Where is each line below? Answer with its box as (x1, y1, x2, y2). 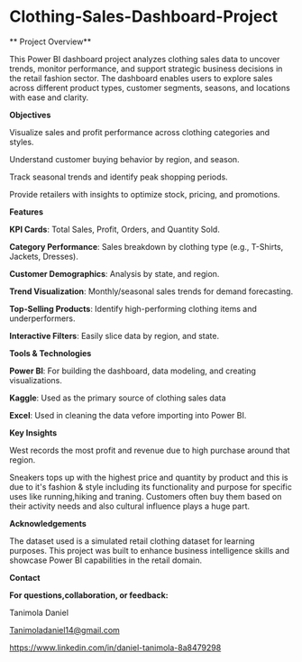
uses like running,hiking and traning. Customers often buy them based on (9, 491, 282, 501)
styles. (9, 136, 34, 147)
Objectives (9, 109, 51, 120)
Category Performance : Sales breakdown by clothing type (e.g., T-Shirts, (9, 241, 284, 252)
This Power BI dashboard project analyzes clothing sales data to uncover (9, 53, 280, 64)
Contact (9, 572, 41, 583)
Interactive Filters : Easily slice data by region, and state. (9, 330, 219, 341)
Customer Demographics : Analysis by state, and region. (9, 268, 220, 279)
